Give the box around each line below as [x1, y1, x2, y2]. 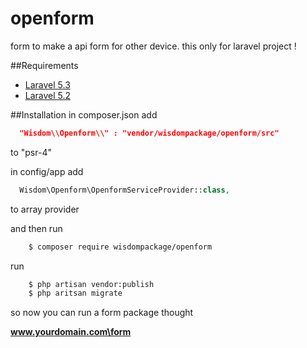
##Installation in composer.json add [10, 108, 158, 121]
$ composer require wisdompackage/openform [28, 242, 213, 252]
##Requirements [10, 59, 79, 71]
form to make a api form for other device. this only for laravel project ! [10, 40, 297, 52]
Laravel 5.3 [24, 78, 71, 91]
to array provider [10, 203, 80, 215]
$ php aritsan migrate [28, 288, 123, 299]
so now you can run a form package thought [10, 307, 194, 319]
